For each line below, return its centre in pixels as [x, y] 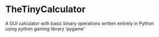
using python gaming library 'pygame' [45, 28]
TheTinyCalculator [45, 9]
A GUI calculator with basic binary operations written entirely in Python [80, 23]
